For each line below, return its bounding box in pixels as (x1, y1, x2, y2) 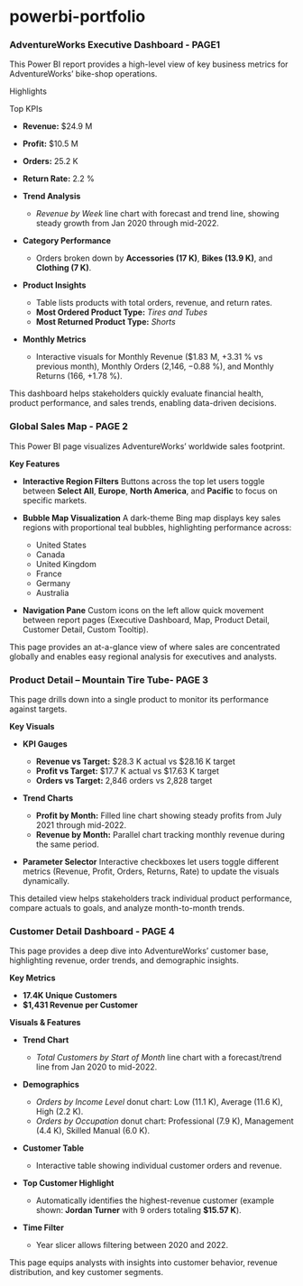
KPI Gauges (22, 739, 68, 749)
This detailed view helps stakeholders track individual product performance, (9, 893, 292, 904)
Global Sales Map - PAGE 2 (9, 420, 129, 433)
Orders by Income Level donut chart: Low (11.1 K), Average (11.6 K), (35, 1097, 283, 1107)
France (35, 568, 63, 579)
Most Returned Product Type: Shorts (35, 317, 176, 327)
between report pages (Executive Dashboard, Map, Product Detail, (22, 614, 271, 625)
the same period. (35, 839, 99, 850)
